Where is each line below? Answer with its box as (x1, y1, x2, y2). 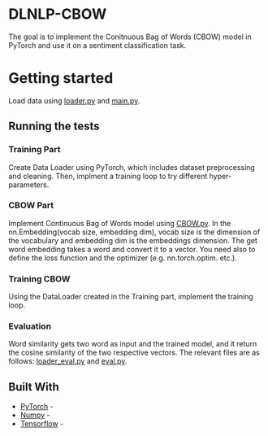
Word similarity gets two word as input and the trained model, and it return (8, 339, 257, 349)
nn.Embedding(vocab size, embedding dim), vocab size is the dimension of (8, 227, 261, 237)
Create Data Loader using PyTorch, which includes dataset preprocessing (8, 162, 256, 172)
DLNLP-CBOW (8, 5, 107, 24)
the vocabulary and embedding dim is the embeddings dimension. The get (8, 235, 258, 245)
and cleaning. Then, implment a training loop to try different (8, 171, 208, 181)
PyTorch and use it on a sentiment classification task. (8, 40, 187, 50)
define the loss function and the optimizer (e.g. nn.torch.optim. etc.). (8, 253, 237, 263)
